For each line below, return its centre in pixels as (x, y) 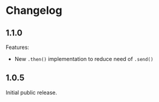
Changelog (34, 11)
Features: (18, 47)
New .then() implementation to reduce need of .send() (84, 59)
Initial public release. (32, 92)
